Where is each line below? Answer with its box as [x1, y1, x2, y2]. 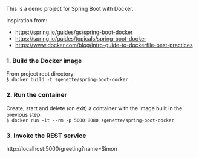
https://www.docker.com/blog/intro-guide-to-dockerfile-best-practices [15, 42, 193, 48]
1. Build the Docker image [6, 56, 82, 65]
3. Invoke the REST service [6, 131, 86, 140]
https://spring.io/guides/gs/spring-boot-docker [15, 28, 133, 36]
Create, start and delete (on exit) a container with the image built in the [6, 104, 183, 111]
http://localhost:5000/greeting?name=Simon [6, 145, 117, 152]
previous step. [6, 111, 42, 118]
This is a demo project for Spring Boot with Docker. [6, 5, 134, 12]
